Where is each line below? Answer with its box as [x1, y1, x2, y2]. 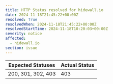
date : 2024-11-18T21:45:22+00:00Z [5, 12, 79, 17]
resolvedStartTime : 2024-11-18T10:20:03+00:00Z [5, 26, 108, 32]
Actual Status [61, 62, 95, 69]
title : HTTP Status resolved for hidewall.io [5, 7, 103, 13]
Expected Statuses [8, 62, 55, 69]
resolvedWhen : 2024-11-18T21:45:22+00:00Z [5, 21, 97, 27]
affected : [5, 36, 26, 41]
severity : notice [5, 31, 42, 36]
